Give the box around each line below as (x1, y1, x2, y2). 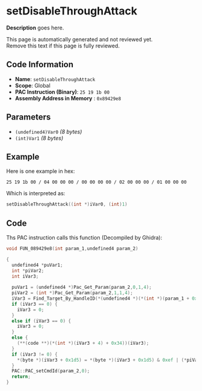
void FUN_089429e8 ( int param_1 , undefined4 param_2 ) (6, 246, 138, 252)
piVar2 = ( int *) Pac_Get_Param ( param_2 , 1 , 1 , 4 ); (11, 290, 133, 296)
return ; (11, 374, 31, 380)
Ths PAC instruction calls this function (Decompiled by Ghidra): (6, 234, 162, 241)
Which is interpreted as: (6, 190, 66, 197)
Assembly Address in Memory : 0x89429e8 (14, 94, 121, 102)
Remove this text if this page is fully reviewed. (6, 42, 120, 49)
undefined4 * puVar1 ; (11, 262, 63, 268)
